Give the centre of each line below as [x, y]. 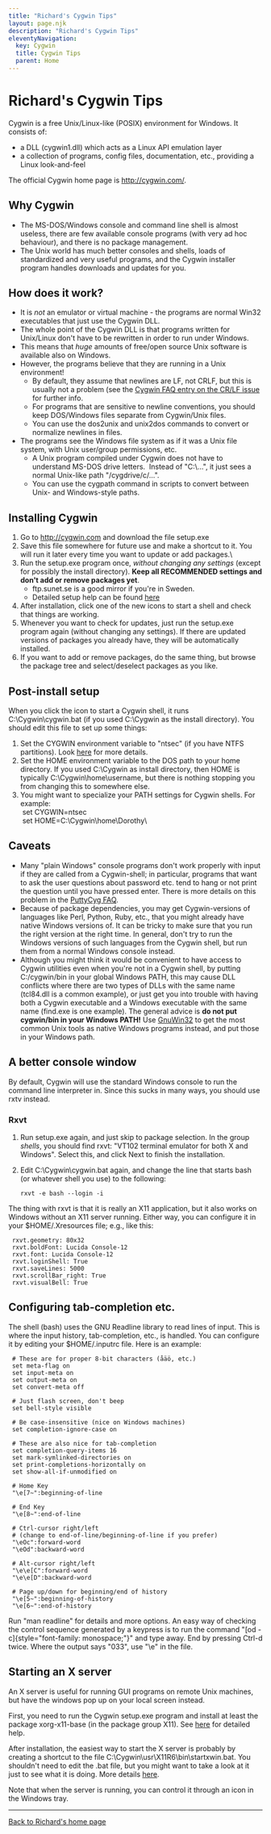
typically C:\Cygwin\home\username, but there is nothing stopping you [138, 778]
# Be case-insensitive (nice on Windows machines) [98, 1422]
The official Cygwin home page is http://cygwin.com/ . [98, 180]
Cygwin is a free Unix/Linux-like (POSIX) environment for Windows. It [123, 123]
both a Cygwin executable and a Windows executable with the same [133, 1002]
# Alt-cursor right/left [53, 1563]
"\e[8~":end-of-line [46, 1514]
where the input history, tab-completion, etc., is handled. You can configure [134, 1335]
